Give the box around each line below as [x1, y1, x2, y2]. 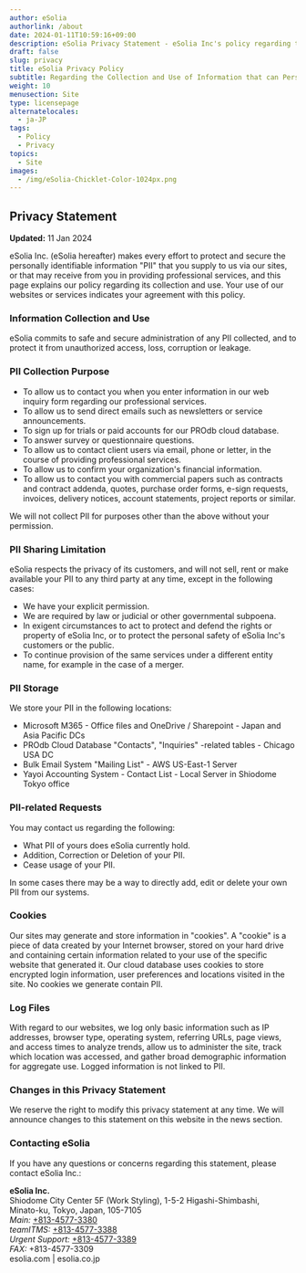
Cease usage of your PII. [22, 859, 116, 870]
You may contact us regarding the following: [9, 822, 176, 833]
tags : [9, 124, 30, 133]
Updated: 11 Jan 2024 [9, 233, 93, 244]
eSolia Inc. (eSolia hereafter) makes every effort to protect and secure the [9, 250, 286, 261]
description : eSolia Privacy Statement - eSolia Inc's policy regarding [9, 38, 291, 48]
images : [9, 166, 39, 175]
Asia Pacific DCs [22, 730, 86, 741]
